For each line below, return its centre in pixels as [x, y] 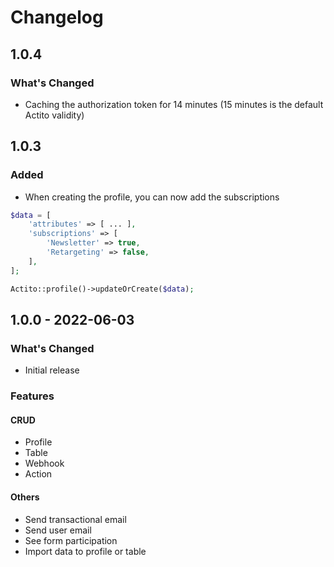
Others [25, 497]
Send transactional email [75, 519]
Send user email [58, 530]
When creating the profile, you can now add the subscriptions [152, 197]
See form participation [71, 540]
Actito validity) [54, 115]
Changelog [57, 17]
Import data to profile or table [85, 551]
